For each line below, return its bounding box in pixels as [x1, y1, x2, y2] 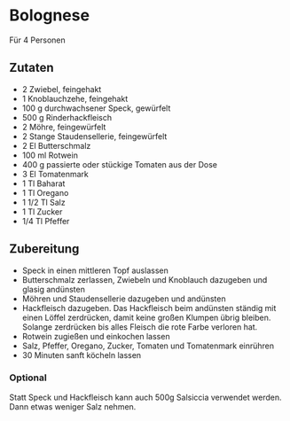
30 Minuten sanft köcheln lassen [21, 349, 142, 360]
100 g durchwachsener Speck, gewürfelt [21, 103, 171, 113]
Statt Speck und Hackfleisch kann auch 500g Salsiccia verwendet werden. [9, 392, 282, 402]
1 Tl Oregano [21, 187, 69, 198]
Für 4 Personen [9, 35, 67, 45]
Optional [9, 371, 47, 384]
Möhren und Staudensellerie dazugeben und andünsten [21, 293, 226, 304]
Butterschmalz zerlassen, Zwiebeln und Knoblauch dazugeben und [21, 274, 268, 285]
